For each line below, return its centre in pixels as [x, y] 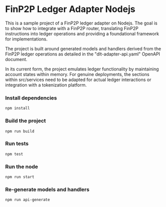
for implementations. [26, 39]
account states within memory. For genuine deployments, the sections [77, 74]
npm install [17, 108]
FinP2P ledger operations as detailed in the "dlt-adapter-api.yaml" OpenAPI [83, 54]
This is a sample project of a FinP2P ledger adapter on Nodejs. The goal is [82, 23]
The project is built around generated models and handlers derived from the [83, 48]
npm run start [20, 177]
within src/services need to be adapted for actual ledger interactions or [78, 79]
